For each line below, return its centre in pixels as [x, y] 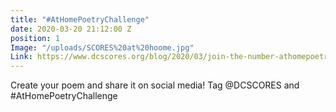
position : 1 [35, 38]
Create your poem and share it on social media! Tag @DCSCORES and [155, 85]
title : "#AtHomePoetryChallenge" [80, 19]
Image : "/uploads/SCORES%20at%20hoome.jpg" [102, 47]
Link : [21, 57]
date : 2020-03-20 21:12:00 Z [71, 29]
